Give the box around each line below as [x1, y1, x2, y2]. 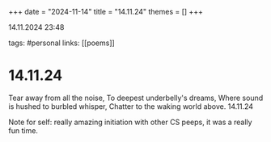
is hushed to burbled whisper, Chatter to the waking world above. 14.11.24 [8, 101, 253, 111]
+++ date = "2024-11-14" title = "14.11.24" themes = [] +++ [8, 7, 204, 16]
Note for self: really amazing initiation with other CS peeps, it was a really [8, 117, 252, 127]
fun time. [8, 125, 39, 136]
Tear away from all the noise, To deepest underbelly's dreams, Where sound [8, 93, 264, 102]
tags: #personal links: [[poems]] [8, 38, 115, 48]
